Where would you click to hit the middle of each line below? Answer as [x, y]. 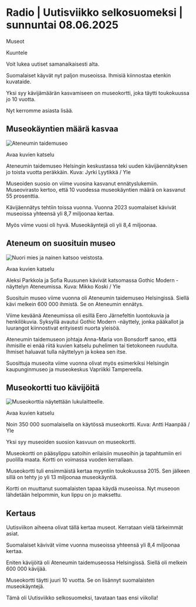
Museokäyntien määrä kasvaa [62, 129]
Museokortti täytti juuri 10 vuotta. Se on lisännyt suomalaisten [80, 580]
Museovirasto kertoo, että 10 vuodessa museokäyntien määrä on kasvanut [96, 189]
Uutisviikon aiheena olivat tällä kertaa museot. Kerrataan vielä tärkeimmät [95, 527]
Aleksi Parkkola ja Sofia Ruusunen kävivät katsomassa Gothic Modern [90, 280]
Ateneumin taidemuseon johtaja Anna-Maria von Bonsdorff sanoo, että [92, 339]
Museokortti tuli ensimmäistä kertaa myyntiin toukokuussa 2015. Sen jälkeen [98, 471]
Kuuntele [17, 52]
